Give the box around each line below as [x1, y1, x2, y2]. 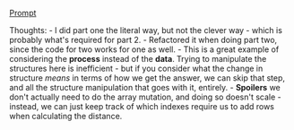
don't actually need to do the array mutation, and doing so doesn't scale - [9, 91, 282, 102]
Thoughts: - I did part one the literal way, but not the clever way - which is [9, 25, 282, 35]
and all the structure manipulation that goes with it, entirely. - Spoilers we [9, 82, 281, 92]
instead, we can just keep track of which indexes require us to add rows [9, 101, 275, 111]
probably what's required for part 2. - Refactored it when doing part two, [9, 35, 278, 45]
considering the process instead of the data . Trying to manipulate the [9, 54, 267, 64]
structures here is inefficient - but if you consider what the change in [9, 63, 264, 74]
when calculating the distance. [9, 111, 123, 121]
